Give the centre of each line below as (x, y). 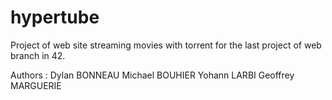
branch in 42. (38, 55)
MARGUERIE (36, 85)
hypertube (55, 17)
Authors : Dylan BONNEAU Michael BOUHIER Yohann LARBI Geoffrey (152, 75)
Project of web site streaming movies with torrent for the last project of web (166, 45)
